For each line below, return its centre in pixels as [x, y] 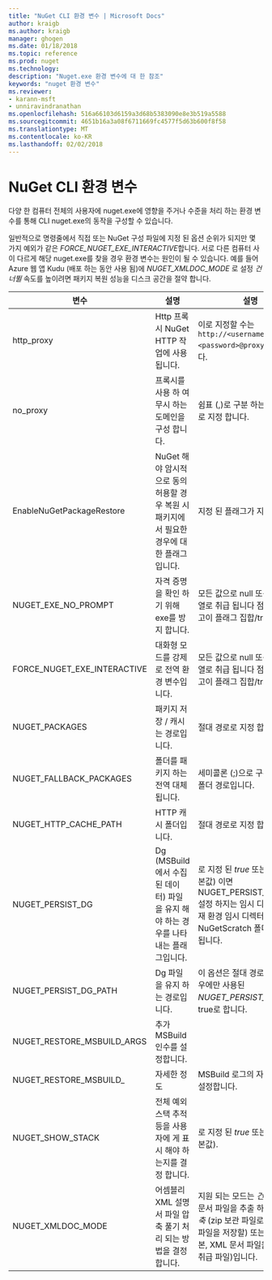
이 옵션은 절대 [223, 973]
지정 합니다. [228, 417]
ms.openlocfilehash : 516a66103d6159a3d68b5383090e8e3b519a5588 [117, 114]
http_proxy [33, 340]
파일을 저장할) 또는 [232, 1233]
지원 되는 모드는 [226, 1196]
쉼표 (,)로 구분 [223, 405]
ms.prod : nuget [34, 62]
